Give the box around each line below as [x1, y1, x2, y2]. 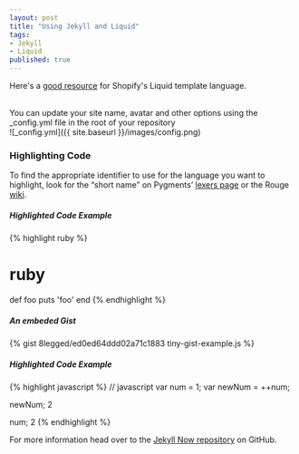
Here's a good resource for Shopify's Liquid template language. [9, 81, 247, 91]
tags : [9, 30, 30, 39]
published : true [9, 55, 71, 64]
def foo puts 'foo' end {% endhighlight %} [9, 295, 166, 305]
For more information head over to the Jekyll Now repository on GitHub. [9, 434, 277, 445]
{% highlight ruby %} [9, 233, 88, 244]
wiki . [9, 189, 27, 200]
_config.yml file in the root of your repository [9, 117, 176, 128]
